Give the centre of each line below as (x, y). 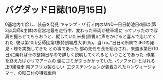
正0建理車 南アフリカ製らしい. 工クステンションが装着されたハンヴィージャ (81, 66)
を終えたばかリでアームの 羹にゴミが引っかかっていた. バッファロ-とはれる (80, 61)
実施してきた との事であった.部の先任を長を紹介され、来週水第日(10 (90, 48)
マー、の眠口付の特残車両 (31, 73)
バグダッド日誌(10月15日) (56, 10)
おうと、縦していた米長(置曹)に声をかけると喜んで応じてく (98, 36)
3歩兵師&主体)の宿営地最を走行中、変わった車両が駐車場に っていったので (80, 30)
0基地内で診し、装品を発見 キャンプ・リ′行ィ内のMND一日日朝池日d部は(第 (81, 24)
